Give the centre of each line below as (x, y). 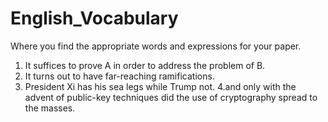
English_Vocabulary (94, 18)
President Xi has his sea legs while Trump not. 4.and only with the (160, 86)
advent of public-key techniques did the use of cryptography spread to (171, 97)
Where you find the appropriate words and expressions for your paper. (156, 46)
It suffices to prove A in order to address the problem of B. (145, 65)
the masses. (50, 108)
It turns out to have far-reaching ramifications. (119, 76)
